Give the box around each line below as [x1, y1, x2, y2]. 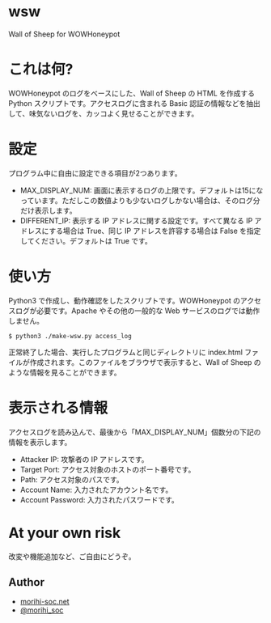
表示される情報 [8, 399, 108, 417]
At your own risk [8, 523, 121, 542]
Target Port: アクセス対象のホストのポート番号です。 [19, 464, 196, 474]
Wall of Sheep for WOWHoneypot [8, 29, 121, 39]
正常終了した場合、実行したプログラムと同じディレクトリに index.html [8, 347, 243, 357]
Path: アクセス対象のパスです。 [19, 474, 124, 484]
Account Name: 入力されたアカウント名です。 [19, 485, 173, 494]
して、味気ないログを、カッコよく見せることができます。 [8, 108, 199, 118]
